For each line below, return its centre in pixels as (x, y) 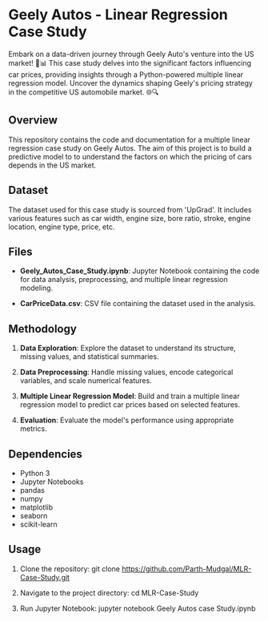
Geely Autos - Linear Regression (118, 15)
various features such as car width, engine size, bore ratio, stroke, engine (130, 218)
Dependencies (45, 454)
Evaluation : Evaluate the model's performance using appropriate (127, 420)
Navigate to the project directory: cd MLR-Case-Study (109, 593)
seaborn (34, 516)
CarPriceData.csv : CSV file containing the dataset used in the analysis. (138, 304)
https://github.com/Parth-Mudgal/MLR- (186, 569)
